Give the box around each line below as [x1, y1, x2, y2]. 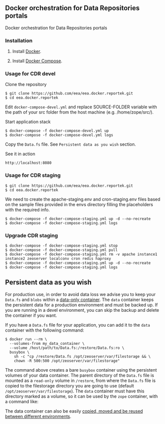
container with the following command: [5, 327, 85, 333]
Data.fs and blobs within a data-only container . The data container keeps [5, 297, 154, 302]
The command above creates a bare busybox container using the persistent [5, 367, 157, 373]
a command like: [5, 398, 38, 404]
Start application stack [5, 119, 51, 125]
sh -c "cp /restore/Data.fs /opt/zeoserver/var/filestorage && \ [14, 354, 151, 359]
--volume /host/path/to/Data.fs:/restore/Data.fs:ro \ [9, 345, 125, 350]
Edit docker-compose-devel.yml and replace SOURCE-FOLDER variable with [5, 104, 158, 110]
